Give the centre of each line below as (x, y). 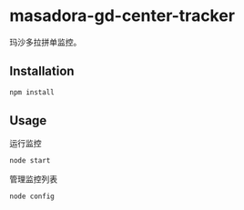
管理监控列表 (33, 179)
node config (32, 196)
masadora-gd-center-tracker (122, 16)
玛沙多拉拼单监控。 (46, 42)
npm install (32, 92)
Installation (42, 71)
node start (30, 161)
